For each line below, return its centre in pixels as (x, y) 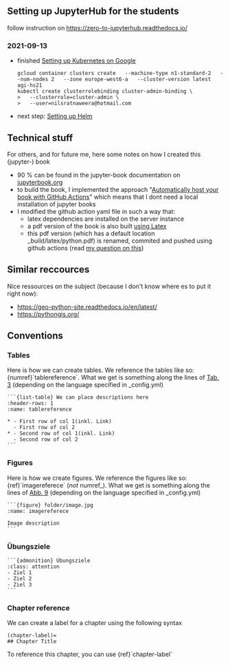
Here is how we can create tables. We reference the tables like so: (101, 370)
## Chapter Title (32, 642)
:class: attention (33, 567)
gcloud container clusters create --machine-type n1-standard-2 (114, 74)
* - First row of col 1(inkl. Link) (59, 422)
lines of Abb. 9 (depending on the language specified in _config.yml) (104, 492)
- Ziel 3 (20, 585)
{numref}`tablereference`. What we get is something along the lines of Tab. (113, 378)
